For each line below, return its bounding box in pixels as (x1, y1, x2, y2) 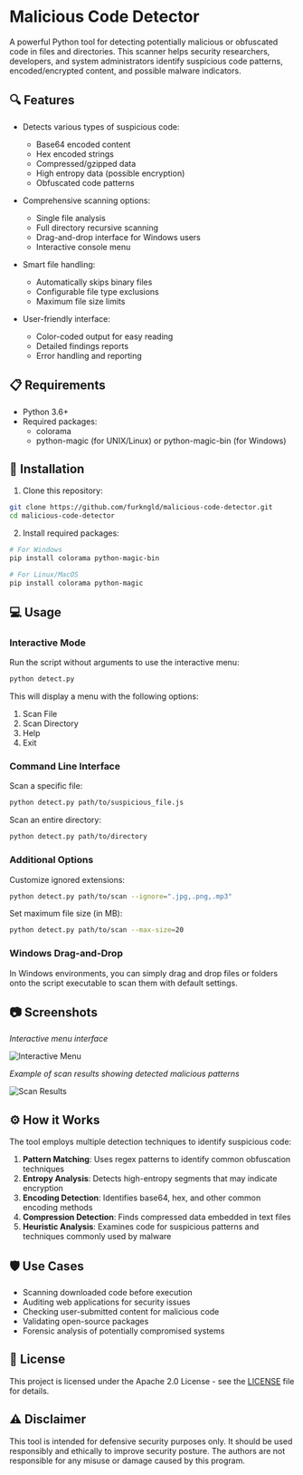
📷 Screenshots (9, 1004, 98, 1020)
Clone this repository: (22, 485, 103, 496)
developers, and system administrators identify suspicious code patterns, (9, 55, 283, 66)
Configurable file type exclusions (35, 286, 160, 296)
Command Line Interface (9, 760, 120, 772)
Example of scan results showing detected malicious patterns (9, 1068, 240, 1080)
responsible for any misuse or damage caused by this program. (9, 1455, 246, 1466)
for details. (9, 1385, 50, 1396)
